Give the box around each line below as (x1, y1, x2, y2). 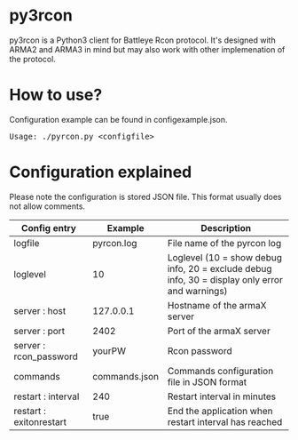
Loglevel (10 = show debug (167, 251, 282, 263)
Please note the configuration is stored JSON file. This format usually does (9, 191, 282, 202)
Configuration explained (9, 162, 192, 182)
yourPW (92, 344, 127, 356)
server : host (13, 304, 67, 316)
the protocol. (9, 53, 56, 64)
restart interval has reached (167, 415, 283, 428)
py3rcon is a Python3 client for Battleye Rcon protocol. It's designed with (9, 35, 277, 45)
